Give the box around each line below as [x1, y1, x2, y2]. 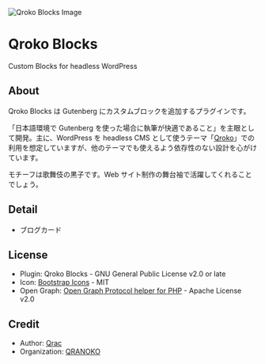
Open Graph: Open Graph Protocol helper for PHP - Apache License [19, 286, 242, 296]
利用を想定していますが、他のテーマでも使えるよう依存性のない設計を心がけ [8, 142, 257, 152]
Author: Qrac [19, 339, 62, 348]
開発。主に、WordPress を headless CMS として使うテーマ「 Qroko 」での [14, 133, 256, 142]
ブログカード [19, 225, 62, 234]
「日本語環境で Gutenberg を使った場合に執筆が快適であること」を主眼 [8, 123, 241, 132]
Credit [8, 317, 40, 331]
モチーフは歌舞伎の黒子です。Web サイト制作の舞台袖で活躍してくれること [8, 169, 252, 179]
